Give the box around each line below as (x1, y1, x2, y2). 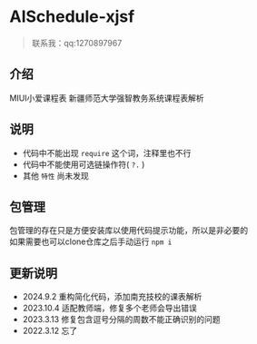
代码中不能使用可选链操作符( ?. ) (22, 159, 145, 170)
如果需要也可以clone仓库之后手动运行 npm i (9, 236, 173, 247)
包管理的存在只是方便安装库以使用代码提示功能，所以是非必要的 (9, 225, 248, 236)
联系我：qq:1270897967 (31, 37, 123, 48)
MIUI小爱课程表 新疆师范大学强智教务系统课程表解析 (9, 93, 204, 103)
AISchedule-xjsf (9, 6, 135, 27)
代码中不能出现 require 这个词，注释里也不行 (22, 147, 192, 158)
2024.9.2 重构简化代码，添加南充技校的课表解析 (22, 291, 203, 302)
